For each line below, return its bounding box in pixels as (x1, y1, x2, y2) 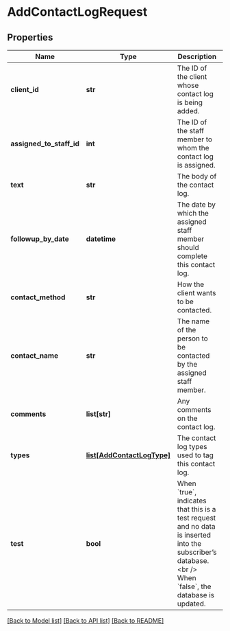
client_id (10, 85, 39, 94)
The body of (177, 172, 217, 181)
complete (177, 251, 207, 261)
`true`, (177, 487, 197, 496)
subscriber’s (177, 547, 217, 557)
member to (177, 135, 213, 144)
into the (177, 539, 202, 548)
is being (177, 97, 203, 107)
